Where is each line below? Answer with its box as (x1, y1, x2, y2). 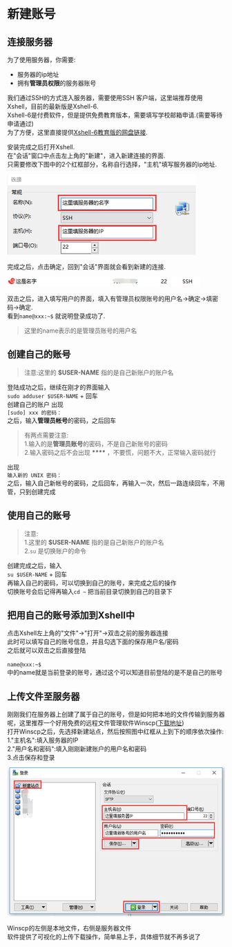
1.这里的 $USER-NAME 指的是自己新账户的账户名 (23, 538, 164, 546)
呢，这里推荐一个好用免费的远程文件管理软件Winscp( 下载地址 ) (7, 719, 184, 727)
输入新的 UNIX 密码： (7, 471, 62, 479)
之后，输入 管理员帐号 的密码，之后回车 (7, 416, 116, 424)
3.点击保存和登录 (7, 753, 55, 762)
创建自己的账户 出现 (7, 400, 64, 409)
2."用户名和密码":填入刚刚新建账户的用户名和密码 (7, 744, 147, 753)
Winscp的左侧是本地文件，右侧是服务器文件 (7, 923, 132, 932)
